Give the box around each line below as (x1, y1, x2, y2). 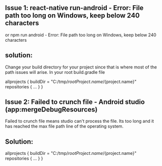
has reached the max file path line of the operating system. (5, 123, 123, 129)
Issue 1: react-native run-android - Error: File (5, 4, 144, 12)
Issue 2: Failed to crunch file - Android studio (5, 98, 145, 106)
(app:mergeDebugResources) (5, 105, 98, 114)
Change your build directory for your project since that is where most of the (5, 64, 157, 70)
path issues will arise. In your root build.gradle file (5, 69, 105, 75)
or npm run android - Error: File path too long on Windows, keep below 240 (5, 32, 157, 38)
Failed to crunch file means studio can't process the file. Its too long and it (5, 118, 154, 124)
